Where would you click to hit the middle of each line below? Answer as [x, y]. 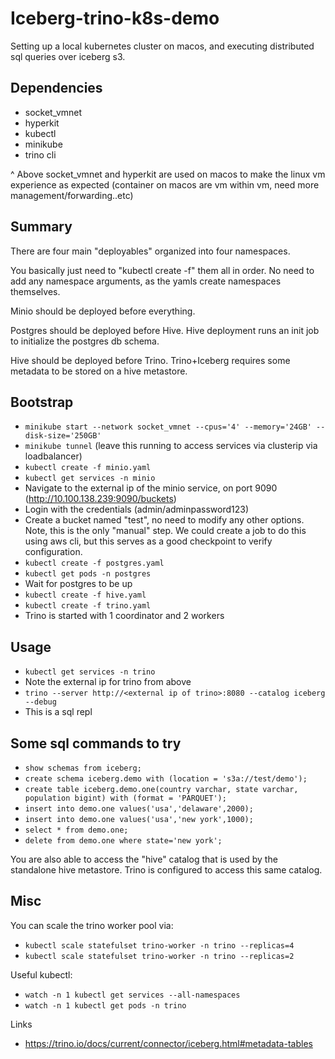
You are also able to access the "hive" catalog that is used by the [144, 859]
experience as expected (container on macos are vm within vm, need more [165, 184]
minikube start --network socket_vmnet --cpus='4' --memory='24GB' [168, 427]
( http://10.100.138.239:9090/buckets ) [100, 499]
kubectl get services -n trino [90, 672]
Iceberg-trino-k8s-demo [115, 18]
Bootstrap [42, 402]
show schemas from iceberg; [83, 768]
